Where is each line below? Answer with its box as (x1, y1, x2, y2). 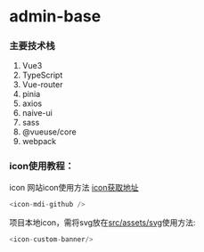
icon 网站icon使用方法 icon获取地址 (9, 182, 140, 192)
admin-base (9, 6, 102, 27)
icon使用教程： (9, 160, 75, 173)
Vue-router (21, 79, 63, 90)
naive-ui (21, 108, 53, 118)
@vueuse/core (21, 126, 78, 137)
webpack (21, 136, 56, 147)
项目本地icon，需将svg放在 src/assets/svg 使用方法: (9, 216, 196, 228)
